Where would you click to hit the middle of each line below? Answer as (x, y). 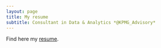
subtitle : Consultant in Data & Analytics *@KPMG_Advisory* (81, 22)
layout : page (22, 11)
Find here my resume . (32, 39)
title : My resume (27, 17)
